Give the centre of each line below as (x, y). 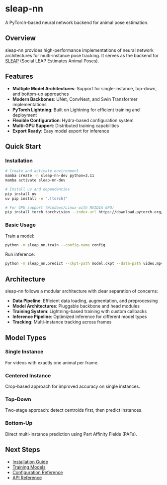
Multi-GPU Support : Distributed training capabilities (66, 126)
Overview (21, 38)
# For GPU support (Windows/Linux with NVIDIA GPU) (60, 207)
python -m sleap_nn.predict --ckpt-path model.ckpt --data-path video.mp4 (84, 264)
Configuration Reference (38, 472)
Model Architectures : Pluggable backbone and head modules (76, 306)
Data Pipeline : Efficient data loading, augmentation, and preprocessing (85, 301)
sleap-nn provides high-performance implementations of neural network (80, 50)
